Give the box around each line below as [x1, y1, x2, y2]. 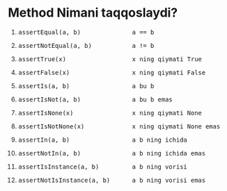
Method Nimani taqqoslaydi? [8, 5, 178, 21]
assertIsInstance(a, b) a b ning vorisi [17, 163, 187, 171]
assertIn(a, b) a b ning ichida [17, 135, 187, 144]
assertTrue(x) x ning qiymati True [17, 55, 203, 63]
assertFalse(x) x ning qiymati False [17, 68, 206, 76]
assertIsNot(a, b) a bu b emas [17, 95, 173, 103]
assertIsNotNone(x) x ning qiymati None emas [17, 122, 221, 130]
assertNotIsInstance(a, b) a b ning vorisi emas [17, 176, 206, 184]
